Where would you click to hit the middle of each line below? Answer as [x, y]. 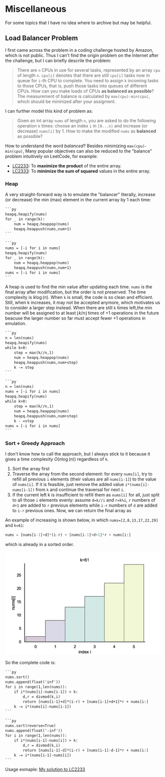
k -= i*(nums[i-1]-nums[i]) [43, 755]
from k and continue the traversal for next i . [80, 490]
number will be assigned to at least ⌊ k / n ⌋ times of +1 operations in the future [82, 313]
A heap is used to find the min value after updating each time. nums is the [79, 287]
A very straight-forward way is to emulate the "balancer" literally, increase [80, 194]
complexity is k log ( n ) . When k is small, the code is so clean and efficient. [79, 297]
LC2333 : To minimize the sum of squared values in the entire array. [81, 171]
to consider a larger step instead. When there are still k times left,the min [79, 308]
